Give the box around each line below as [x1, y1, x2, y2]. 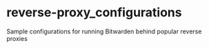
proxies [6, 34, 28, 42]
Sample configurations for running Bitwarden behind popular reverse [6, 27, 202, 35]
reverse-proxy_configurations [6, 5, 182, 20]
